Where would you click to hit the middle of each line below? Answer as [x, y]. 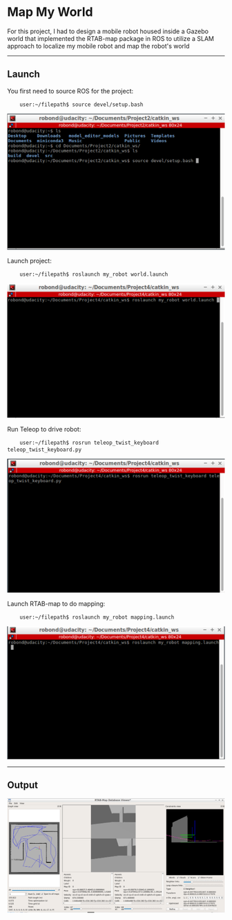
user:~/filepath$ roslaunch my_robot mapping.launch [97, 617]
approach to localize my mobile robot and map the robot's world [98, 46]
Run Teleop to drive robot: [44, 429]
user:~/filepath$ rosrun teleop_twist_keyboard [89, 443]
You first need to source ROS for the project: [70, 91]
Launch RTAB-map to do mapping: [56, 603]
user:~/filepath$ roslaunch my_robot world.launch [94, 274]
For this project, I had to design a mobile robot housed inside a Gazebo [108, 31]
